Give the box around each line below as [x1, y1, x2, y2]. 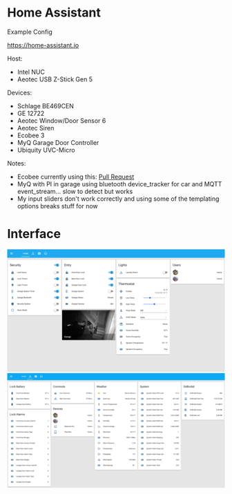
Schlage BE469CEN [17, 101, 75, 110]
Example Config [7, 28, 53, 36]
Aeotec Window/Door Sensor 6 [17, 116, 106, 125]
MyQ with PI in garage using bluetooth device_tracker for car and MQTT [17, 179, 222, 188]
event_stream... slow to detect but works [17, 187, 133, 195]
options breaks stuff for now [17, 201, 98, 210]
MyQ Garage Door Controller [17, 138, 99, 146]
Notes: [7, 159, 26, 167]
